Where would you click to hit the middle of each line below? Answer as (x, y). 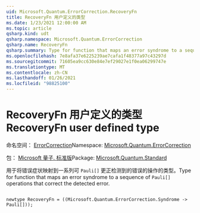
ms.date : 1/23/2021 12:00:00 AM (46, 23)
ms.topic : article (29, 28)
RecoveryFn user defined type (83, 128)
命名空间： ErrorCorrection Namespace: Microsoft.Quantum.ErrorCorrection (99, 145)
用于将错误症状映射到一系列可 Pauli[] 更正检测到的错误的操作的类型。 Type (99, 170)
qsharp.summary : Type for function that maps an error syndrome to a (94, 51)
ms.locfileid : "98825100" (38, 84)
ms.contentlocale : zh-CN (37, 73)
